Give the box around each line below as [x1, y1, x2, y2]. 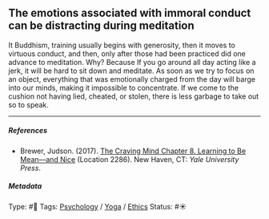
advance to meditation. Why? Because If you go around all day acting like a [8, 57, 256, 67]
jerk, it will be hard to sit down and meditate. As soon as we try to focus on [8, 66, 255, 75]
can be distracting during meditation [8, 19, 195, 33]
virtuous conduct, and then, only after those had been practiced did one [8, 48, 247, 59]
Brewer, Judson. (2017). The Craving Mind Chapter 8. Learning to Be [19, 146, 247, 156]
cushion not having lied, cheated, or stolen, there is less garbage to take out [8, 91, 259, 101]
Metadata [8, 181, 42, 191]
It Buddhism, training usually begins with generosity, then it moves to [8, 40, 236, 50]
